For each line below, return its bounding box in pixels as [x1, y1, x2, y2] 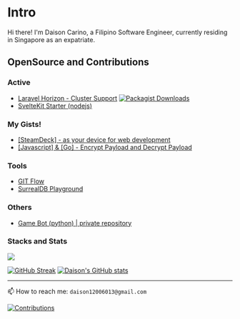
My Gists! [7, 119, 41, 129]
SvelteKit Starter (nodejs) [17, 101, 93, 110]
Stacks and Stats [7, 236, 68, 246]
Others [7, 203, 32, 213]
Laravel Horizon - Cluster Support [17, 93, 118, 102]
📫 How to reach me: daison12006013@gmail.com [7, 287, 147, 295]
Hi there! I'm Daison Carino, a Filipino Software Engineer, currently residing [7, 28, 228, 36]
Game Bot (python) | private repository [17, 218, 132, 227]
